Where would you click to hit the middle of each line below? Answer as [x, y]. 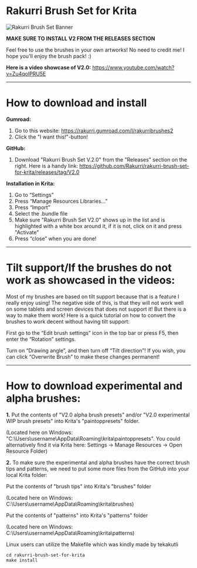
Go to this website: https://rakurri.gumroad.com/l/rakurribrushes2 [94, 130]
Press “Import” [33, 207]
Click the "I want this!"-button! [51, 137]
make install [22, 560]
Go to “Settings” [34, 194]
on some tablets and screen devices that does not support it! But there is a [96, 309]
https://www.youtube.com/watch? [133, 67]
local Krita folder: [27, 475]
